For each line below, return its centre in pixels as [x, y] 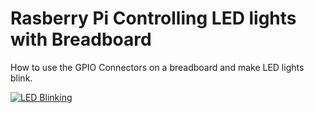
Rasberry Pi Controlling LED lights [153, 18]
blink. [21, 78]
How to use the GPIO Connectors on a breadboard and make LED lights [157, 67]
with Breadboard [81, 39]
